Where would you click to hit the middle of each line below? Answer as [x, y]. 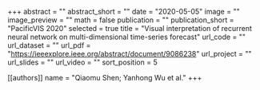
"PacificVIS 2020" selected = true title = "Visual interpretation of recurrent [130, 28]
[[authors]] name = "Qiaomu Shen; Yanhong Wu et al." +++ [105, 78]
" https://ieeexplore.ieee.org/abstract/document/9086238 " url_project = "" [130, 54]
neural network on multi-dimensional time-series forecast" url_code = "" [126, 37]
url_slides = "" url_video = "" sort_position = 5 [82, 62]
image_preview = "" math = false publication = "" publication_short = [121, 20]
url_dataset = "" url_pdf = [49, 45]
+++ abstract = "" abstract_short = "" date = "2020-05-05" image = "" [124, 12]
